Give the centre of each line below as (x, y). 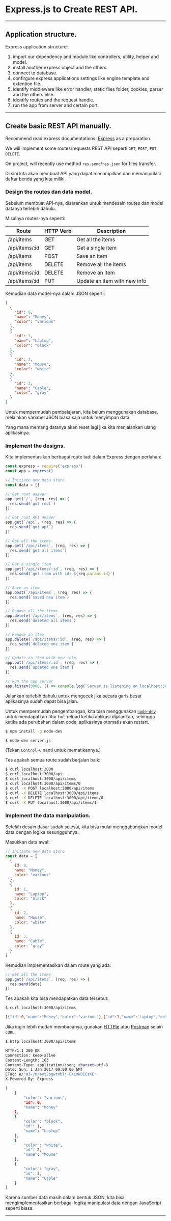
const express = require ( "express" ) (44, 466)
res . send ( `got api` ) (32, 527)
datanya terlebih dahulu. (31, 208)
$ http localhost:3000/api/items (41, 1042)
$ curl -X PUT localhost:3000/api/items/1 (51, 803)
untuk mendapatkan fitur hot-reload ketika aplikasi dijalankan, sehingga (80, 716)
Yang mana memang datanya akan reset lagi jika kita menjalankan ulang (81, 427)
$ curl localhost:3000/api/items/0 (43, 784)
